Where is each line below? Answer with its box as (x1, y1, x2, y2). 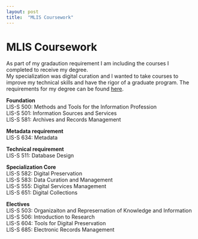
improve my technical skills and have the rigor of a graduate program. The (6, 79, 190, 86)
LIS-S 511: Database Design (6, 152, 74, 159)
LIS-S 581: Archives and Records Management (6, 116, 121, 123)
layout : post (6, 8, 39, 15)
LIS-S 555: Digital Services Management (6, 183, 107, 190)
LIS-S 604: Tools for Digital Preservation (6, 220, 106, 227)
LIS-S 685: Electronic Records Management (6, 226, 115, 234)
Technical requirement (6, 146, 64, 153)
